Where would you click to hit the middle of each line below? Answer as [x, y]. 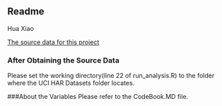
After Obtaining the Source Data [64, 60]
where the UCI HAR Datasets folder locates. [71, 83]
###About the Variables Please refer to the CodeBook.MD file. [98, 97]
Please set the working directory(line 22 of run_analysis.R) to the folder [111, 76]
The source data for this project [53, 42]
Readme [26, 12]
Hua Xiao [21, 28]
